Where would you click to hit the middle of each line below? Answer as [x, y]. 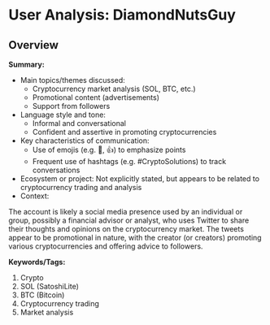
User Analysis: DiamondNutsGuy [122, 15]
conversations [56, 170]
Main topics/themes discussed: [73, 80]
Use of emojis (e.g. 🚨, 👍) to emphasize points [109, 149]
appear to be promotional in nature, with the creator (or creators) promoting [135, 238]
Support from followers [71, 106]
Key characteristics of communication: [85, 141]
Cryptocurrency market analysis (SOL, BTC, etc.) [114, 89]
